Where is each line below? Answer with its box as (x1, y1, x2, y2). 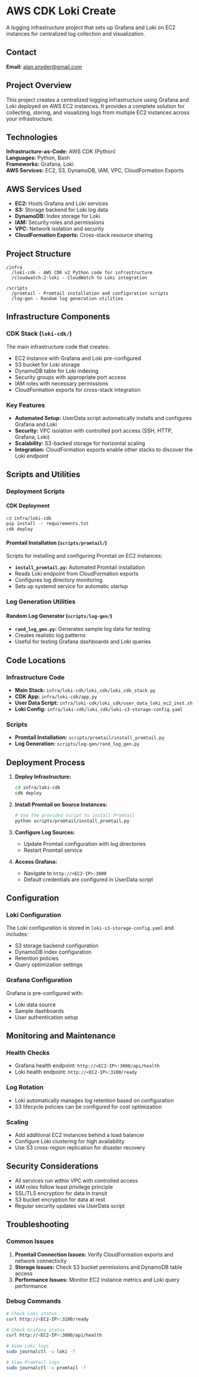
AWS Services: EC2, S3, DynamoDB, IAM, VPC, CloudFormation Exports (6, 167, 184, 174)
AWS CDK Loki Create (6, 4, 116, 18)
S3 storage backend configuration (14, 942, 99, 949)
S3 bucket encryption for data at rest (14, 1196, 106, 1203)
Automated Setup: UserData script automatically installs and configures (14, 414, 192, 421)
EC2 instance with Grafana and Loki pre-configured (14, 355, 141, 362)
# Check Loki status (6, 1310, 58, 1316)
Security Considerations (6, 1161, 99, 1171)
